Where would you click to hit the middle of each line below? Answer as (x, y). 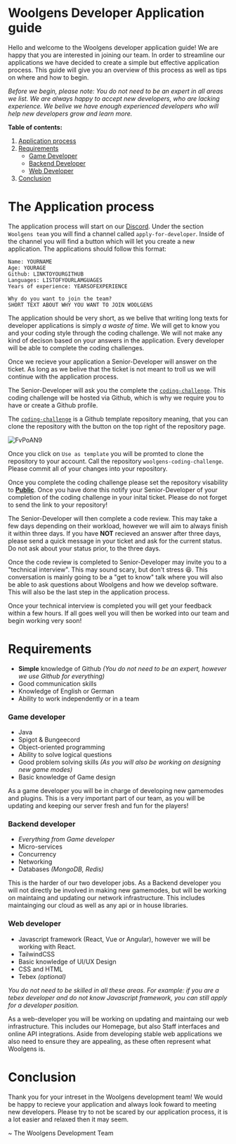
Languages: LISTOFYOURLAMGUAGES (55, 280)
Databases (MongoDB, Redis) (61, 869)
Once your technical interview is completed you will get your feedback (110, 605)
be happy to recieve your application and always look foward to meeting (112, 1104)
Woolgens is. (27, 1049)
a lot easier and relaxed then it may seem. (68, 1119)
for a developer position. (44, 1005)
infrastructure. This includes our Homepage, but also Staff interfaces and (114, 1026)
